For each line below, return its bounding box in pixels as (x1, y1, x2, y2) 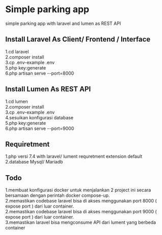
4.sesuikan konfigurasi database (5, 114, 74, 120)
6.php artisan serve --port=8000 (5, 70, 74, 76)
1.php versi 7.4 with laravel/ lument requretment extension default (5, 153, 143, 159)
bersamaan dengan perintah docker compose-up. (5, 192, 110, 198)
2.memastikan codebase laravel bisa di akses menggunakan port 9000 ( (5, 209, 157, 215)
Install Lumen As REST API (5, 85, 91, 93)
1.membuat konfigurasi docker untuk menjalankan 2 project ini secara (5, 187, 151, 193)
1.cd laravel (5, 48, 29, 54)
